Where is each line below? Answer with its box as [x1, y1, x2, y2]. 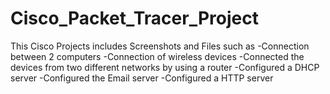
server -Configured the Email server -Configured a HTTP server [10, 72, 274, 84]
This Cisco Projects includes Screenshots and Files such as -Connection [10, 40, 310, 52]
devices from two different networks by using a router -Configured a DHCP [10, 61, 320, 73]
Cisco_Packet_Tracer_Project [10, 7, 259, 30]
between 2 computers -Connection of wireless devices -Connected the [10, 50, 305, 62]
